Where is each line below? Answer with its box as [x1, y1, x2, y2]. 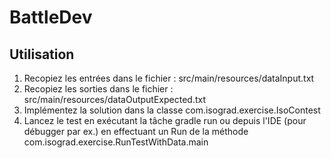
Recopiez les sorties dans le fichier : [23, 83, 174, 95]
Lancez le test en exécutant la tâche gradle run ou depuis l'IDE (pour [23, 115, 307, 126]
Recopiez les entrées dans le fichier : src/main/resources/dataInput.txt [23, 72, 315, 84]
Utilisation [9, 46, 75, 63]
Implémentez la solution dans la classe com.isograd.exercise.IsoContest [23, 104, 321, 116]
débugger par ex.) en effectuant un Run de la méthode [23, 126, 249, 137]
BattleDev [9, 6, 93, 29]
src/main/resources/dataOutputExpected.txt [23, 94, 207, 105]
